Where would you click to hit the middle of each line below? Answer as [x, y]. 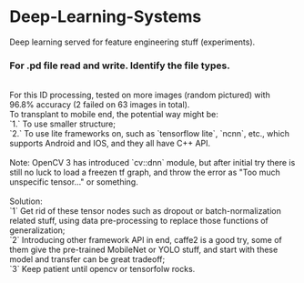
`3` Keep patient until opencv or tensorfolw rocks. [102, 269]
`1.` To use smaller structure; [63, 124]
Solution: [26, 201]
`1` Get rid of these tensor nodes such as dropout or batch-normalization [146, 211]
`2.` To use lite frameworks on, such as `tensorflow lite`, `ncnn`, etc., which [149, 134]
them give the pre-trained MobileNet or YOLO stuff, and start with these [144, 250]
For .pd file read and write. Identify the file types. [120, 66]
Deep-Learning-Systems [106, 17]
